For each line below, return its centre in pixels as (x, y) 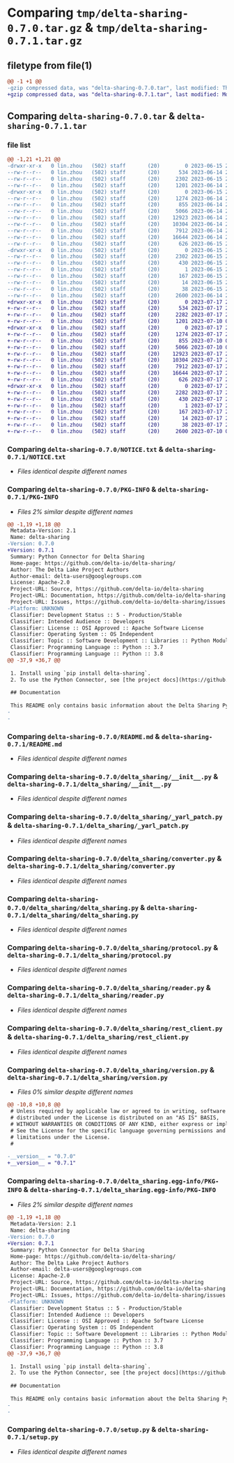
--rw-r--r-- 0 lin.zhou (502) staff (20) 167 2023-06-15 (115, 276)
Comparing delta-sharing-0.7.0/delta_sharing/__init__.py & (113, 776)
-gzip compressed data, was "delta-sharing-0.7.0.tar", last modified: (113, 88)
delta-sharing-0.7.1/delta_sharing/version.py (88, 1078)
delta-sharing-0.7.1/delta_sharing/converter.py (91, 866)
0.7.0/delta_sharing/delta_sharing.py (73, 908)
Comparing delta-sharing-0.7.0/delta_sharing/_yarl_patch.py (115, 817)
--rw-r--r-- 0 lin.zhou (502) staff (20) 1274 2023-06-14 (115, 198)
